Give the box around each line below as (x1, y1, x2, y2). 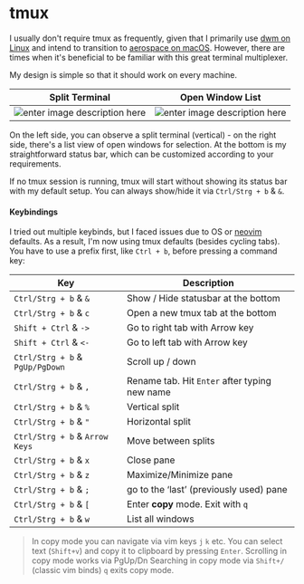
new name (126, 386, 172, 398)
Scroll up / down (126, 356, 196, 369)
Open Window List (179, 91, 261, 103)
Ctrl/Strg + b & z (14, 469, 90, 482)
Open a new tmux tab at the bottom (126, 307, 278, 320)
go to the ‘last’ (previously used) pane (126, 483, 288, 496)
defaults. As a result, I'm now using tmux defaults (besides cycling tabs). (9, 236, 280, 247)
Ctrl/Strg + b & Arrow (14, 430, 109, 443)
